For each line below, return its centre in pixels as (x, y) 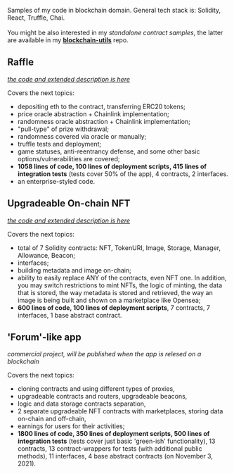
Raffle (20, 62)
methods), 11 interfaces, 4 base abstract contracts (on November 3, (115, 456)
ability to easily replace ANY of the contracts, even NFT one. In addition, (122, 277)
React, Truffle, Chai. (36, 18)
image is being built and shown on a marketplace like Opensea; (109, 300)
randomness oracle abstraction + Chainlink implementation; (104, 121)
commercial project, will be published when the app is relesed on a (104, 354)
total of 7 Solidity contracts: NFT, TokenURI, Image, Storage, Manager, (119, 248)
